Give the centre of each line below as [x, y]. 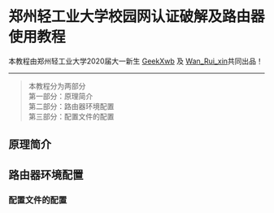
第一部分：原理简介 [61, 96]
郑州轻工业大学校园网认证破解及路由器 [137, 17]
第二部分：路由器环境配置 [71, 106]
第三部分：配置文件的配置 [71, 116]
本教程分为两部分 [57, 85]
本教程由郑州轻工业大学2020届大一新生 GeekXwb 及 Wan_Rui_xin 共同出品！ [136, 61]
